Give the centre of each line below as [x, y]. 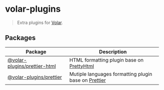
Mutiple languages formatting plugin [111, 74]
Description [113, 51]
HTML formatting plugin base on [106, 60]
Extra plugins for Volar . [40, 22]
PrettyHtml [82, 66]
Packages [20, 38]
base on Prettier [87, 80]
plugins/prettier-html [32, 66]
